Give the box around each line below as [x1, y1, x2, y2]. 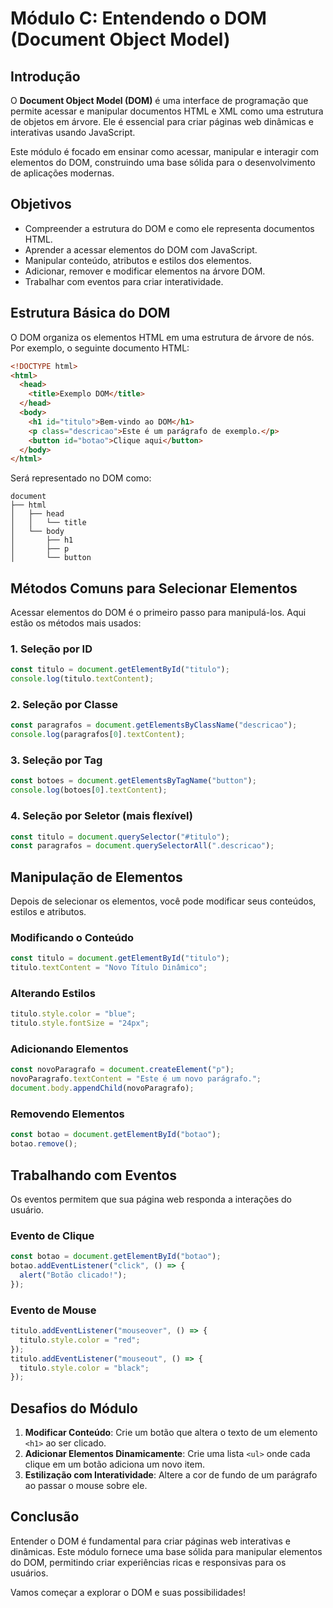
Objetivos [10, 196, 72, 213]
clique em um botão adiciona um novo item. [24, 1458, 205, 1471]
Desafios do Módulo [10, 1400, 138, 1417]
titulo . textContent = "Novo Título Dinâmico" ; [10, 963, 208, 973]
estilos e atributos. [10, 906, 87, 918]
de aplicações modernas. [10, 167, 115, 179]
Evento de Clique [10, 1228, 95, 1242]
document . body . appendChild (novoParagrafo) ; [10, 1083, 195, 1094]
